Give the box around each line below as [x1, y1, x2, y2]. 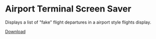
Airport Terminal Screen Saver [5, 3, 131, 14]
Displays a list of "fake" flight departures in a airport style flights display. [5, 19, 151, 25]
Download [5, 28, 26, 34]
